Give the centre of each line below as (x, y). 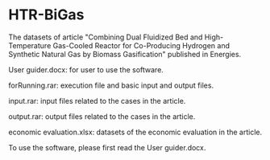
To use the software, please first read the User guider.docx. (107, 147)
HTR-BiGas (46, 15)
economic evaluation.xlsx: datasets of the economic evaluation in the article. (135, 132)
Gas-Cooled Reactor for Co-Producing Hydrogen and (141, 45)
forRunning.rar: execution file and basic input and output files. (111, 85)
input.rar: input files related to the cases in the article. (97, 101)
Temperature (30, 45)
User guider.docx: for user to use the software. (86, 69)
